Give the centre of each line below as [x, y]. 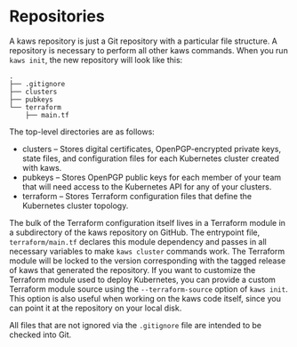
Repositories [57, 16]
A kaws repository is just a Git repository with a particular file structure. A [144, 41]
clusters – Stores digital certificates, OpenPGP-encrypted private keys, [152, 149]
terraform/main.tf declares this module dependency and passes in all [138, 241]
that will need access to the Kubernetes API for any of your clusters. [147, 186]
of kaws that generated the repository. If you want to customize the [132, 270]
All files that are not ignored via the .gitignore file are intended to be [136, 325]
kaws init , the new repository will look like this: [96, 60]
